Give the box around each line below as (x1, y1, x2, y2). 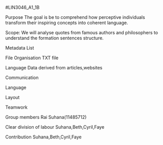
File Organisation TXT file (5, 55, 59, 61)
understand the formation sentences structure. (5, 35, 104, 41)
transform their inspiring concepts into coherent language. (5, 20, 128, 26)
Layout (5, 94, 20, 100)
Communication (5, 75, 39, 81)
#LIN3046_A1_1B (5, 5, 40, 10)
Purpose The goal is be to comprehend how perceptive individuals (5, 14, 146, 20)
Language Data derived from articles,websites (5, 65, 103, 70)
